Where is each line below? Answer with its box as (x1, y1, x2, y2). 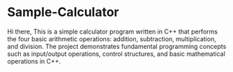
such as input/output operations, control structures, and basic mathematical (7, 50, 225, 58)
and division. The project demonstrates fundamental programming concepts (7, 42, 227, 50)
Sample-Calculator (7, 4, 120, 20)
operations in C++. (7, 57, 61, 65)
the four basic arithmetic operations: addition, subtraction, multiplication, (7, 34, 216, 43)
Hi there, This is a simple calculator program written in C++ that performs (7, 27, 218, 36)
